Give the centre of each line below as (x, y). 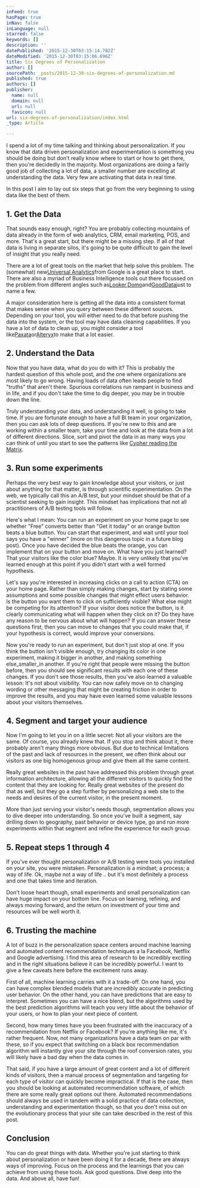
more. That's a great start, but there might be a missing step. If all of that (96, 241)
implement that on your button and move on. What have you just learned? (96, 551)
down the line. (24, 400)
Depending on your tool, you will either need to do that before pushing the (97, 315)
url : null (24, 106)
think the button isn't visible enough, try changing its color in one (86, 651)
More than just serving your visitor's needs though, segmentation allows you (100, 809)
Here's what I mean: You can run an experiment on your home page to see (98, 519)
